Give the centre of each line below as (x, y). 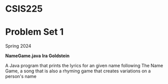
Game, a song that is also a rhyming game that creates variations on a (78, 71)
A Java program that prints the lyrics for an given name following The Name (84, 66)
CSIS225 (24, 9)
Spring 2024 (18, 46)
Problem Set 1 (35, 32)
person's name (21, 76)
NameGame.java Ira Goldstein (37, 56)
